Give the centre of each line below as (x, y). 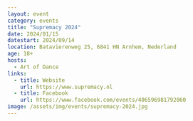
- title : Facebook (41, 93)
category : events (33, 21)
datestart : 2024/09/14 (41, 41)
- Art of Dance (36, 67)
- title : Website (40, 80)
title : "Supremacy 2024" (44, 27)
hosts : (17, 60)
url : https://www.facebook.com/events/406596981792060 (103, 100)
